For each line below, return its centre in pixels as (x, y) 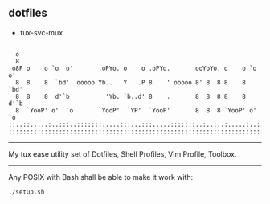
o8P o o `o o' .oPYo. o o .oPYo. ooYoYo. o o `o (134, 68)
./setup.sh (27, 192)
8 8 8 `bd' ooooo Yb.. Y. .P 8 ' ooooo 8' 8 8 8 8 (131, 82)
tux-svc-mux (41, 32)
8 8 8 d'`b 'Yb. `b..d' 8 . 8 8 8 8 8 (131, 96)
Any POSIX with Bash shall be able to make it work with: (101, 177)
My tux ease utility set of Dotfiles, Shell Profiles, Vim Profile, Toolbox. (123, 154)
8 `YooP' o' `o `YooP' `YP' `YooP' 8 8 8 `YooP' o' (136, 110)
